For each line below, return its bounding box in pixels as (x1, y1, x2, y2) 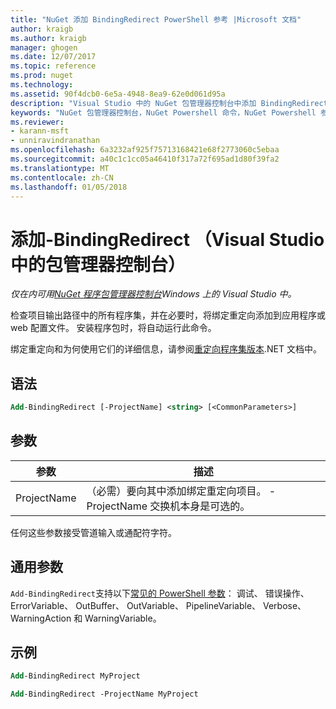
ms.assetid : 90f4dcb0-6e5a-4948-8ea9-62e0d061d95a (10, 89, 226, 99)
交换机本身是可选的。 (149, 499, 251, 513)
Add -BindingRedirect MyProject (10, 671, 141, 681)
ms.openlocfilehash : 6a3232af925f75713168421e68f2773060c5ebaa (10, 145, 280, 155)
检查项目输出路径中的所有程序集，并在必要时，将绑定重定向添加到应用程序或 (10, 309, 326, 321)
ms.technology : (10, 80, 74, 90)
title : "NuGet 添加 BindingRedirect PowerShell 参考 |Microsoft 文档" (10, 14, 302, 25)
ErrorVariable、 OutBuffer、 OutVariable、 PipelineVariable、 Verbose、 (10, 599, 307, 611)
